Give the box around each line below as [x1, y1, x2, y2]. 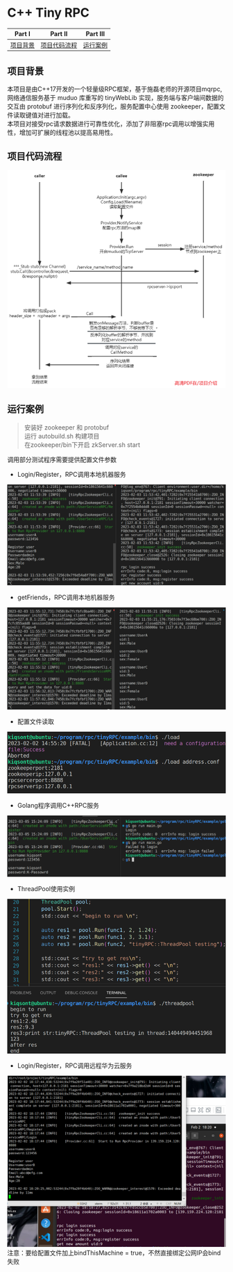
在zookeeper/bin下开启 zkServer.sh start [24, 440, 141, 449]
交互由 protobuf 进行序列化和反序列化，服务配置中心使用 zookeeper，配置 [7, 102, 220, 111]
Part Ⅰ [15, 30, 31, 38]
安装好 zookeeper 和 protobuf [24, 423, 110, 432]
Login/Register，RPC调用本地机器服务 [17, 470, 126, 478]
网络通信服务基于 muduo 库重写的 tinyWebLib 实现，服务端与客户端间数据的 [7, 94, 224, 101]
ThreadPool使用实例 [17, 884, 75, 892]
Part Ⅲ [85, 30, 105, 38]
